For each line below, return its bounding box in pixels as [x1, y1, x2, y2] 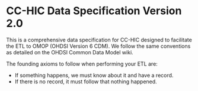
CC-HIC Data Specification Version [6, 4, 182, 18]
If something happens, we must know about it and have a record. [14, 71, 174, 79]
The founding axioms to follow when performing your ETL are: [6, 60, 158, 67]
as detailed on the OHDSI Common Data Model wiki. [6, 48, 133, 56]
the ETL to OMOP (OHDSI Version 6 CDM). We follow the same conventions [6, 43, 191, 50]
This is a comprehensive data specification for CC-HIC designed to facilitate [6, 36, 193, 43]
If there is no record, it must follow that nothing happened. [14, 78, 157, 85]
